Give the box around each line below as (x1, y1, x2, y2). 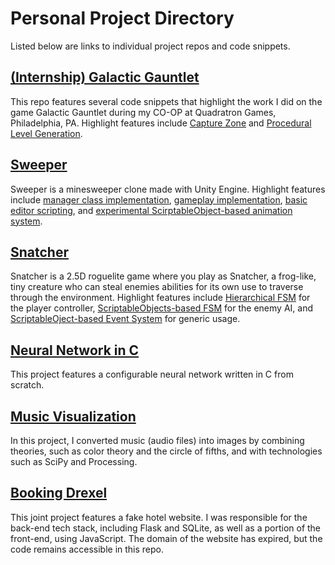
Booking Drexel (10, 485, 108, 502)
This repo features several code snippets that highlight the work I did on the (10, 95, 323, 107)
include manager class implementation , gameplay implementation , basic (10, 193, 308, 206)
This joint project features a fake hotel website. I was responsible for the (10, 511, 308, 523)
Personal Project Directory (10, 7, 235, 30)
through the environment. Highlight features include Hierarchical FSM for (10, 292, 311, 304)
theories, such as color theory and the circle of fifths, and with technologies (10, 445, 323, 457)
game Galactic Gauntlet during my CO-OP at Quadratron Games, (10, 106, 277, 118)
